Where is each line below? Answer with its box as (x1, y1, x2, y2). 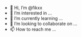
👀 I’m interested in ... (9, 10, 52, 16)
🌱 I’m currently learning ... (9, 15, 63, 21)
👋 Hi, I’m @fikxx (9, 5, 43, 10)
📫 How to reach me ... (9, 26, 56, 32)
